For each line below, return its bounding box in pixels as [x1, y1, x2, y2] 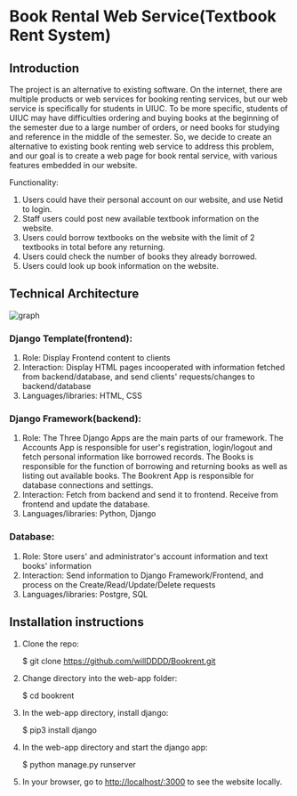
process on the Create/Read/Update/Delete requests [21, 579, 216, 589]
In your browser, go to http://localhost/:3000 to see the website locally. [21, 776, 283, 787]
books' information [21, 560, 92, 571]
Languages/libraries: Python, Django [21, 508, 157, 519]
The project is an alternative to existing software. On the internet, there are [9, 85, 283, 94]
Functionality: [9, 177, 60, 188]
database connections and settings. [21, 480, 154, 491]
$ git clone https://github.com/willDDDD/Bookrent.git [21, 655, 216, 666]
